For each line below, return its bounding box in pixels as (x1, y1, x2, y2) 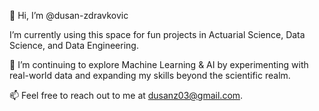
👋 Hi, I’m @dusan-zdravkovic (9, 10, 129, 21)
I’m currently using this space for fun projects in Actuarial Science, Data (9, 29, 306, 40)
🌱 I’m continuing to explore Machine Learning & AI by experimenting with (9, 59, 309, 70)
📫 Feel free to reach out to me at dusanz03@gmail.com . (9, 90, 244, 101)
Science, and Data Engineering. (9, 40, 139, 51)
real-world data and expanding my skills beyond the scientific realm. (9, 70, 291, 81)
